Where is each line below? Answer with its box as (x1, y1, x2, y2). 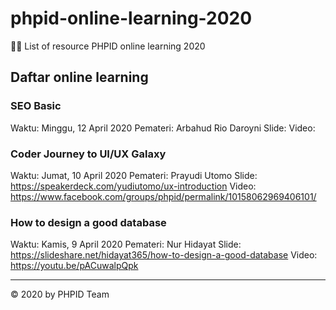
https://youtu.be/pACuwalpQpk (10, 260, 139, 272)
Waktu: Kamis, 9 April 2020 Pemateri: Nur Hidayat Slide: (10, 238, 242, 251)
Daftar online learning (10, 69, 149, 86)
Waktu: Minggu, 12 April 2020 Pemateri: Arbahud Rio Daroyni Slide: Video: (10, 122, 316, 134)
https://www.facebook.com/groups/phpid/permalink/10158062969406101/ (10, 190, 317, 202)
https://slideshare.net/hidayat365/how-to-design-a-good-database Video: (10, 249, 318, 261)
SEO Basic (10, 99, 62, 113)
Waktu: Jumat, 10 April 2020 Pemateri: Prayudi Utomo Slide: (10, 169, 258, 181)
